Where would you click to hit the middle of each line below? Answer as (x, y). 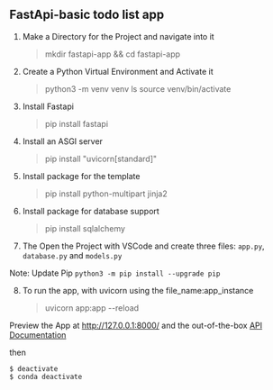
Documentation (38, 335)
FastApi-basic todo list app (87, 15)
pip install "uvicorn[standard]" (101, 159)
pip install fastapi (77, 123)
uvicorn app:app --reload (92, 308)
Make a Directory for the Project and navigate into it (118, 36)
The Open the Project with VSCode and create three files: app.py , (143, 246)
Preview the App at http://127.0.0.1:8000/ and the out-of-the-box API (136, 325)
